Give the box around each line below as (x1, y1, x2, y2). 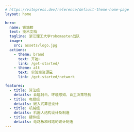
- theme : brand (14, 52, 45, 57)
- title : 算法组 (9, 88, 40, 93)
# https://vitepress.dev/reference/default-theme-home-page (5, 7, 130, 12)
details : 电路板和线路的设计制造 (14, 119, 73, 124)
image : (9, 38, 23, 44)
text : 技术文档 (9, 30, 37, 34)
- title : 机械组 (9, 106, 40, 111)
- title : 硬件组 (9, 115, 40, 120)
